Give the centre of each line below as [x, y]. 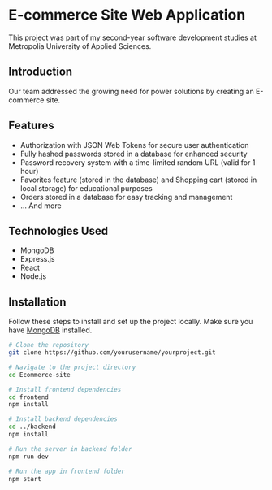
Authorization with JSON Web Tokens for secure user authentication [134, 145]
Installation [37, 302]
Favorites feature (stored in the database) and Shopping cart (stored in [138, 180]
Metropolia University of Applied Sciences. [80, 46]
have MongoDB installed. [50, 330]
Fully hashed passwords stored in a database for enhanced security [134, 154]
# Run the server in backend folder [70, 449]
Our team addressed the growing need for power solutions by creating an [131, 91]
